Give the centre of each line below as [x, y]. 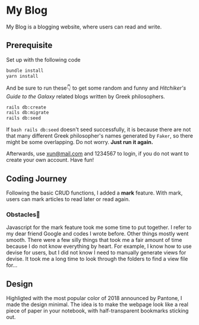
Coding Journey [37, 179]
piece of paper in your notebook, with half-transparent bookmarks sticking [97, 311]
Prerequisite [29, 45]
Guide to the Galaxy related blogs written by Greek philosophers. [86, 96]
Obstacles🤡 [23, 214]
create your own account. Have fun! [50, 160]
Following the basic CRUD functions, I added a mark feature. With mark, [94, 193]
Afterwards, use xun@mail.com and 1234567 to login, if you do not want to [97, 154]
